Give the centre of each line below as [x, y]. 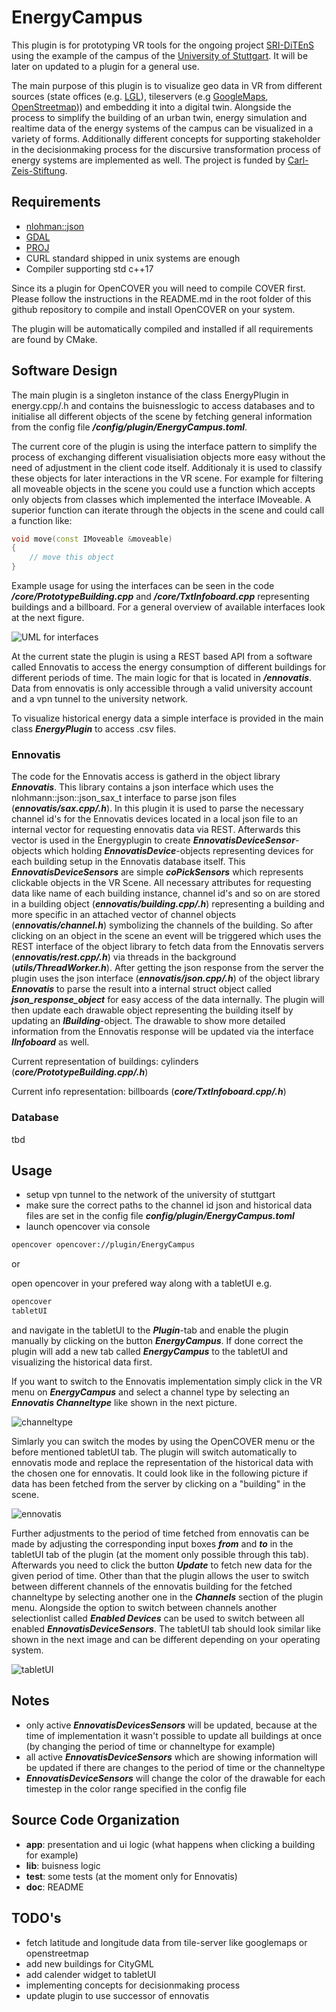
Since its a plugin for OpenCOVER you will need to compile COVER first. [158, 288]
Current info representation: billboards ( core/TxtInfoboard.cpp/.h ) [149, 1092]
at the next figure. [48, 618]
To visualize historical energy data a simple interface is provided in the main [167, 718]
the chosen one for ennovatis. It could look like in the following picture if [160, 1473]
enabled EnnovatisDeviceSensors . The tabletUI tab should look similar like [166, 1629]
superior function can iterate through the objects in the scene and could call [168, 510]
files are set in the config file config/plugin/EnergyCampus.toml [160, 1216]
